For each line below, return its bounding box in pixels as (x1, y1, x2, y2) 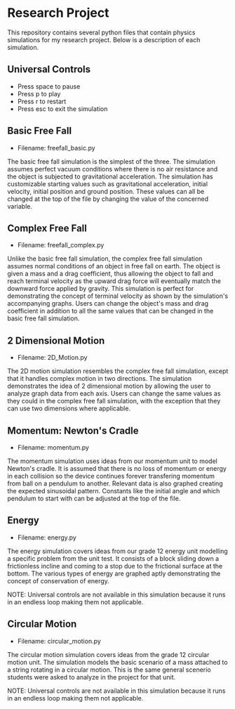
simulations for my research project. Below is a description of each (7, 35, 201, 44)
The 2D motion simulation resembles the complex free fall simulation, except (7, 367, 229, 375)
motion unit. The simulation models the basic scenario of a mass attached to (7, 658, 228, 666)
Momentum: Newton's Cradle (7, 424, 139, 436)
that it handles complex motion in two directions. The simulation (7, 375, 192, 383)
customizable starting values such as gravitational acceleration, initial (7, 179, 208, 188)
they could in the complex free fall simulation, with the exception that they (7, 397, 221, 405)
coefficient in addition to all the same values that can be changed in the (7, 307, 214, 316)
